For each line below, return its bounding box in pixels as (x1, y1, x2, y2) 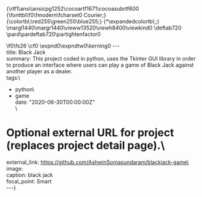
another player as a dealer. (6, 68, 73, 74)
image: (6, 165, 24, 172)
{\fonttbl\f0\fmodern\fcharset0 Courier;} (6, 11, 107, 19)
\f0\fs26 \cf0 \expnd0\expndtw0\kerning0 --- (6, 42, 120, 49)
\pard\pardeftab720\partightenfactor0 (6, 31, 101, 38)
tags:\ (6, 74, 21, 81)
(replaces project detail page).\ (6, 139, 165, 153)
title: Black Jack (6, 49, 46, 56)
